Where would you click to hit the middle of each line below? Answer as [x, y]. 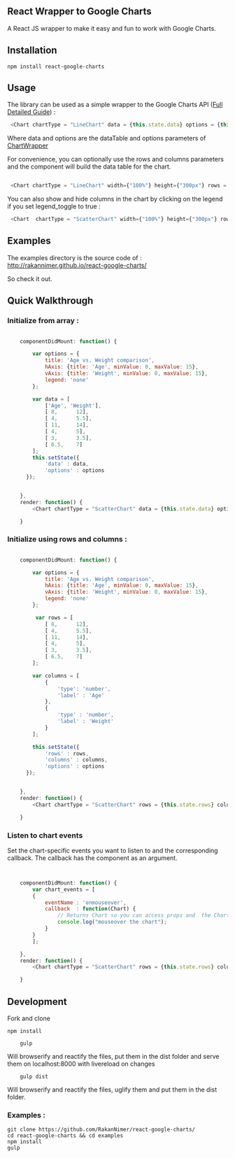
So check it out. [30, 278]
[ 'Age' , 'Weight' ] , [73, 406]
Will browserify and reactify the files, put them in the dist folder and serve [113, 1056]
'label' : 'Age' [81, 695]
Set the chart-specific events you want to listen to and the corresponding [113, 850]
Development [37, 1002]
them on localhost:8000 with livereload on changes [81, 1064]
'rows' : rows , [67, 753]
